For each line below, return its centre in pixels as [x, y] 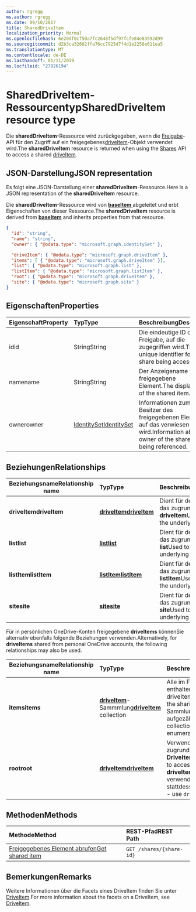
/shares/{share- [160, 849]
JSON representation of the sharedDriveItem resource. [73, 193]
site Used [172, 610]
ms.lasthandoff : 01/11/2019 [40, 60]
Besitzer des [156, 409]
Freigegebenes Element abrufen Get [58, 849]
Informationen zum [165, 402]
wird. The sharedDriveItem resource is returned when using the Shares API [96, 148]
